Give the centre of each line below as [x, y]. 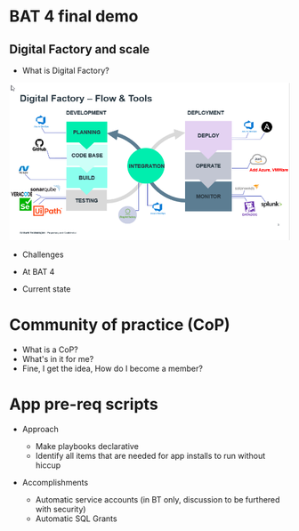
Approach [40, 430]
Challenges [43, 254]
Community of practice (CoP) [120, 325]
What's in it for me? [58, 359]
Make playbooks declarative [87, 447]
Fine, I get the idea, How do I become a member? [112, 369]
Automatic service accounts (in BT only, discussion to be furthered [158, 500]
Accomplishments [55, 483]
